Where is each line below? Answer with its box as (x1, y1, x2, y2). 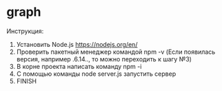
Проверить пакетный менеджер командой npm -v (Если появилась (16, 48, 216, 56)
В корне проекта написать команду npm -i (16, 62, 142, 70)
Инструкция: (6, 27, 44, 35)
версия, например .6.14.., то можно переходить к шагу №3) (16, 54, 192, 63)
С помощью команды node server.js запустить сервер (16, 70, 176, 78)
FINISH (16, 77, 37, 85)
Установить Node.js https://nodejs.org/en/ (16, 40, 138, 48)
